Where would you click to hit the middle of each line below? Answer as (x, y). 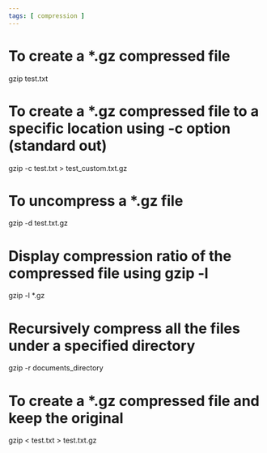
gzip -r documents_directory (56, 368)
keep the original (66, 418)
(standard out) (58, 145)
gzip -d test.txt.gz (38, 223)
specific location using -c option (119, 128)
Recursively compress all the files (124, 328)
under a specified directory (102, 346)
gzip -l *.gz (27, 296)
